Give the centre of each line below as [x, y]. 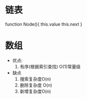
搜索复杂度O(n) [35, 79]
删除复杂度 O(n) [36, 85]
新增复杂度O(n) [35, 91]
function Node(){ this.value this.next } [44, 24]
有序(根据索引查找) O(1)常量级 [50, 66]
